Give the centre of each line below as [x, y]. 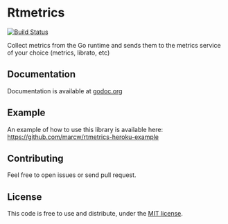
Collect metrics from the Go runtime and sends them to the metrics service [114, 45]
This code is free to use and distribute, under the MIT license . [95, 214]
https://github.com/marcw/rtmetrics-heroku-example [83, 137]
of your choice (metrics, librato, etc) [59, 53]
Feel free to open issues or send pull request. [72, 175]
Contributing [35, 158]
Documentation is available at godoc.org [65, 91]
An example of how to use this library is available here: [85, 129]
